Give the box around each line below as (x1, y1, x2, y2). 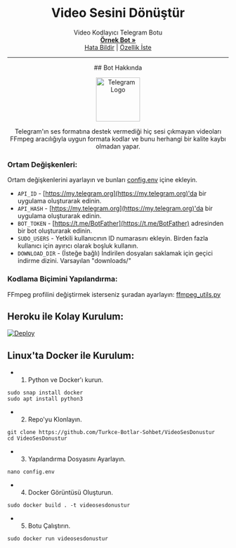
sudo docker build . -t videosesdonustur (7, 502, 131, 509)
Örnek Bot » (100, 35, 136, 44)
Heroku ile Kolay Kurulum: (7, 310, 124, 322)
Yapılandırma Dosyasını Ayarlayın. (27, 455, 126, 464)
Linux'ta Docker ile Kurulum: (7, 350, 135, 362)
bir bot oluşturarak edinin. (17, 227, 93, 235)
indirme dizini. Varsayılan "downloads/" (17, 257, 131, 265)
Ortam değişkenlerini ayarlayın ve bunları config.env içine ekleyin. (7, 176, 198, 184)
